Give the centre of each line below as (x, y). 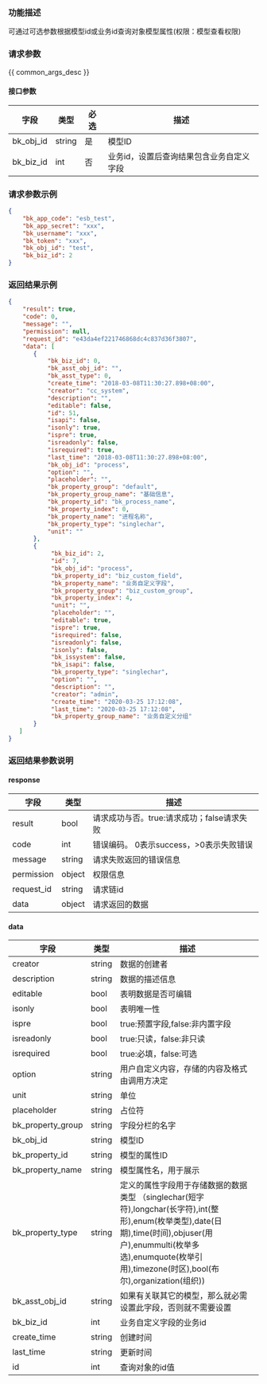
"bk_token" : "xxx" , (55, 240)
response (24, 780)
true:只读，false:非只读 (162, 1039)
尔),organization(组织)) (162, 1281)
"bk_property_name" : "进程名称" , (100, 516)
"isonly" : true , (74, 428)
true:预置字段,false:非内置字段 (176, 1024)
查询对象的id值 (147, 1367)
